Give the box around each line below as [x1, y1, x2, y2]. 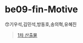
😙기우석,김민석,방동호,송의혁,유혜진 [5, 21, 77, 27]
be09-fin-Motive [5, 4, 78, 15]
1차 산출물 [17, 32, 37, 38]
